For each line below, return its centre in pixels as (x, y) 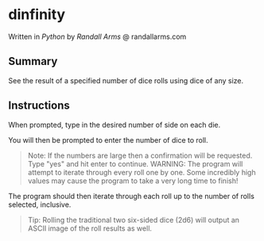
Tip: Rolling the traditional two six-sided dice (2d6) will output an (134, 220)
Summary (33, 61)
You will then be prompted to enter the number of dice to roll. (108, 140)
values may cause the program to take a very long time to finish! (133, 181)
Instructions (39, 106)
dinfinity (37, 15)
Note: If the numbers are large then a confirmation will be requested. (140, 155)
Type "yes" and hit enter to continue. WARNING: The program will (135, 163)
